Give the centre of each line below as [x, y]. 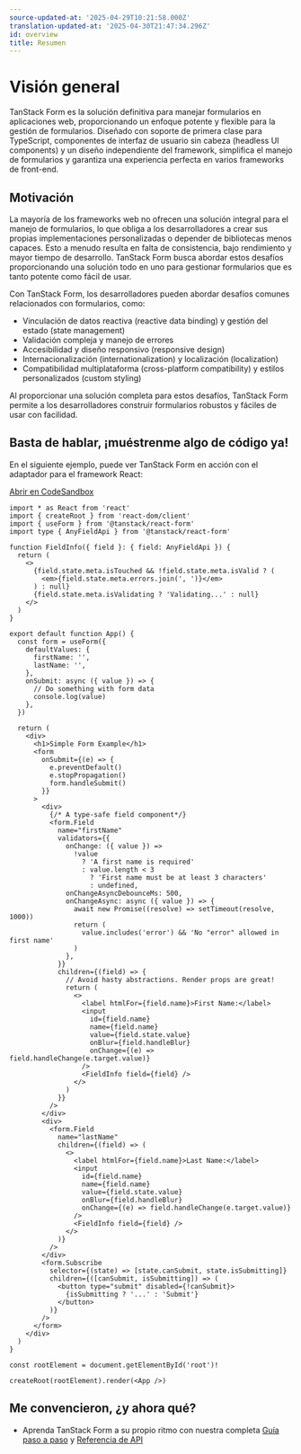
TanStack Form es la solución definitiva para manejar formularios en [135, 112]
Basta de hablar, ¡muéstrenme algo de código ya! [149, 443]
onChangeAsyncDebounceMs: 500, [124, 893]
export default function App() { [72, 634]
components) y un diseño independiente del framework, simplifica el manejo [151, 150]
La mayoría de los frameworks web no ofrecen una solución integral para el [149, 219]
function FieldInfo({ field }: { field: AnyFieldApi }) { [120, 547]
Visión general [65, 87]
